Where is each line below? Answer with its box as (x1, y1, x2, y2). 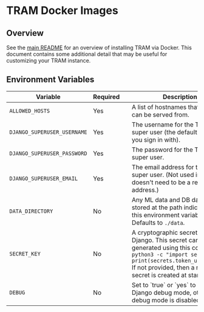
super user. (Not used (131, 170, 194, 179)
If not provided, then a (131, 263, 195, 271)
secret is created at (131, 271, 187, 279)
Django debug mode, (131, 288, 192, 297)
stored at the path (131, 203, 183, 212)
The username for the (131, 120, 194, 128)
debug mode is (131, 296, 175, 304)
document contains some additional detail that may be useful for (6, 50, 168, 58)
